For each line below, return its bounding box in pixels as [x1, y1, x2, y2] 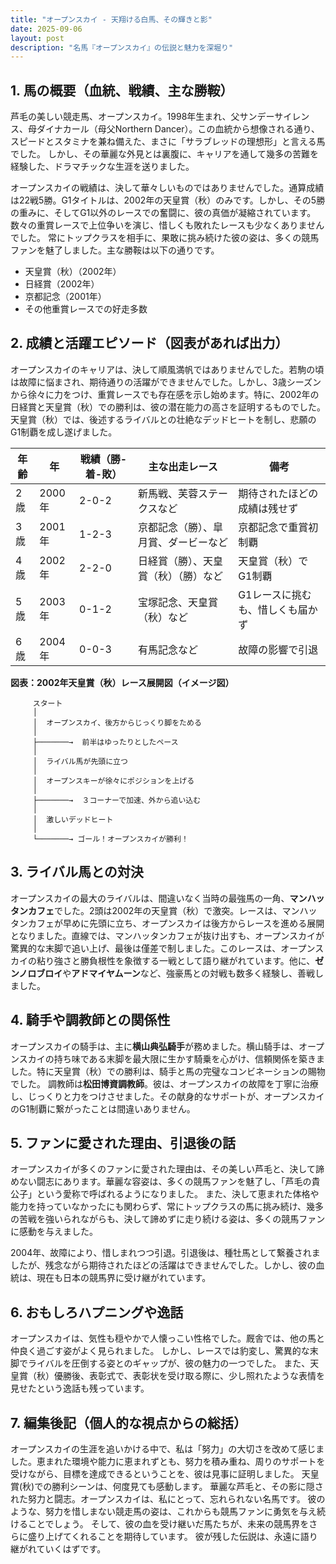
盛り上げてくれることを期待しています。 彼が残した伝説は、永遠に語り [27, 1530, 318, 1542]
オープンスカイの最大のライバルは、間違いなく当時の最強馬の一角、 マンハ [10, 892, 317, 904]
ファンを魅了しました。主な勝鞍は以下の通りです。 [10, 244, 220, 256]
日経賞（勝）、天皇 [137, 554, 223, 568]
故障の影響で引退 [238, 642, 319, 656]
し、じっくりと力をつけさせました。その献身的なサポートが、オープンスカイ [10, 1090, 325, 1102]
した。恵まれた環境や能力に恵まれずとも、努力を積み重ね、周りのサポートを [10, 1455, 326, 1467]
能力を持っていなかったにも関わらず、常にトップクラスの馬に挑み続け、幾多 [10, 1201, 325, 1213]
